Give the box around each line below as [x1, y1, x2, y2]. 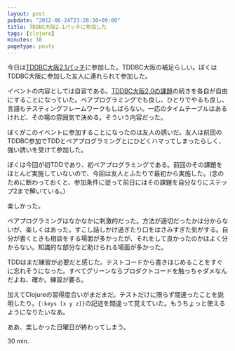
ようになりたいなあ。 [7, 308, 69, 316]
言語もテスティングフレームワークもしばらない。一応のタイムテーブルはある [7, 105, 228, 112]
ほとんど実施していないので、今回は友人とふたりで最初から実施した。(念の [7, 169, 224, 178]
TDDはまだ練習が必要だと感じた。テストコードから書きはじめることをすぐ [7, 258, 223, 266]
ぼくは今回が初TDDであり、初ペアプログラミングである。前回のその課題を [7, 161, 223, 168]
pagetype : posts [7, 43, 55, 50]
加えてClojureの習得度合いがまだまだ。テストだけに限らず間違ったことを [7, 291, 218, 298]
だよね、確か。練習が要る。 [7, 275, 88, 284]
